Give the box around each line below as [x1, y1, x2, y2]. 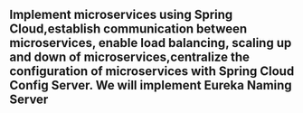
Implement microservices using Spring [9, 7, 233, 23]
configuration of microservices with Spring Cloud [9, 63, 295, 80]
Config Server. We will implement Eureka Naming [9, 78, 292, 93]
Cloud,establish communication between [9, 22, 248, 37]
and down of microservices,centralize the [9, 50, 251, 65]
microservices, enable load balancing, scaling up [9, 35, 292, 51]
